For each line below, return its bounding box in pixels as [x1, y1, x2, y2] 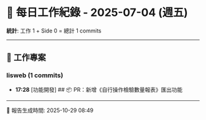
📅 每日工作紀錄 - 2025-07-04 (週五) [6, 6, 188, 20]
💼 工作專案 [6, 53, 46, 63]
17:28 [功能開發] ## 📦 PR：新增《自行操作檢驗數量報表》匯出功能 [15, 86, 183, 93]
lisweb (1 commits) [6, 71, 63, 80]
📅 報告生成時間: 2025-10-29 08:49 [6, 107, 94, 114]
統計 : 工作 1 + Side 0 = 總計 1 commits [6, 27, 102, 34]
